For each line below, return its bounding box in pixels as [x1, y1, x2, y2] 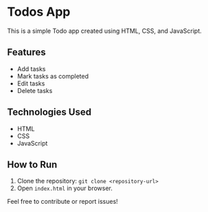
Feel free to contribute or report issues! [7, 198, 118, 206]
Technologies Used [7, 107, 91, 118]
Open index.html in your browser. [16, 184, 113, 192]
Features [7, 47, 46, 58]
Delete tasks [16, 86, 53, 94]
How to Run [7, 159, 58, 170]
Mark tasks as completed [16, 72, 89, 80]
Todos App [7, 4, 71, 20]
